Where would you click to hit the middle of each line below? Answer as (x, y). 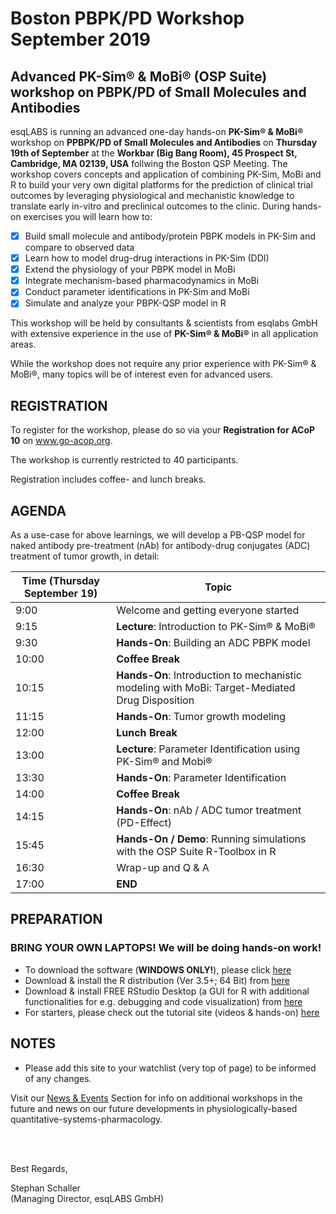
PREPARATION (56, 919)
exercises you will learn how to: (88, 216)
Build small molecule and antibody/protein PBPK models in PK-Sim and (170, 236)
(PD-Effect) (144, 822)
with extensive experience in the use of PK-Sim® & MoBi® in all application (164, 334)
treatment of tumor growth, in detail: (85, 556)
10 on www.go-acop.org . (61, 441)
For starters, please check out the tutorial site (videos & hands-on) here (172, 1012)
